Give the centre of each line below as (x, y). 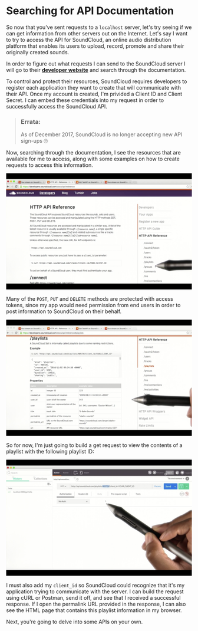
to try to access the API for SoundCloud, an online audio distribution (89, 40)
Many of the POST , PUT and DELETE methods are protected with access (90, 299)
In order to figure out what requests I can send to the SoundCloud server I (96, 64)
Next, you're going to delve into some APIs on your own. (75, 622)
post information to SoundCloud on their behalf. (64, 311)
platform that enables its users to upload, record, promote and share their (95, 46)
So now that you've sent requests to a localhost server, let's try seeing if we (99, 27)
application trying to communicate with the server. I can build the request (95, 591)
